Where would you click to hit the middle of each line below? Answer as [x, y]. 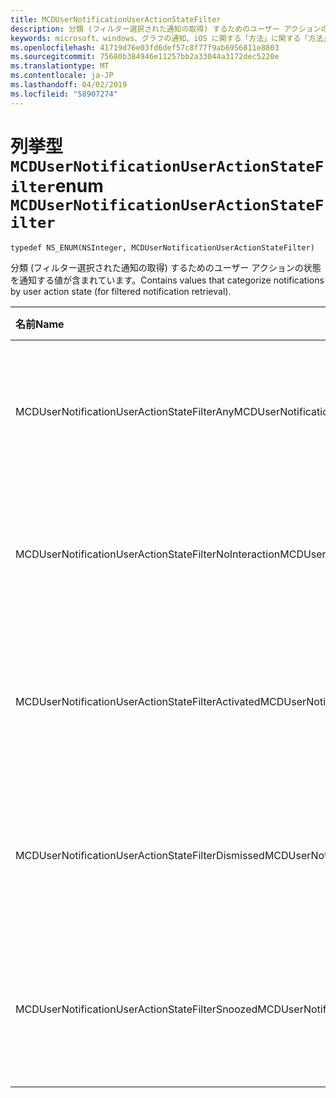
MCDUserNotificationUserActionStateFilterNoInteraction [148, 554]
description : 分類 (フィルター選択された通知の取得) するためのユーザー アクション [166, 29]
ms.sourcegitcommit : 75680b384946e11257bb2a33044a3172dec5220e [145, 57]
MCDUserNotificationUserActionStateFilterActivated [138, 701]
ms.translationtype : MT [60, 66]
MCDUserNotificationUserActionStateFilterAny [125, 411]
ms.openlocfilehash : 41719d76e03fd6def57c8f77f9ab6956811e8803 [145, 47]
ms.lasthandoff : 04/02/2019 [69, 85]
